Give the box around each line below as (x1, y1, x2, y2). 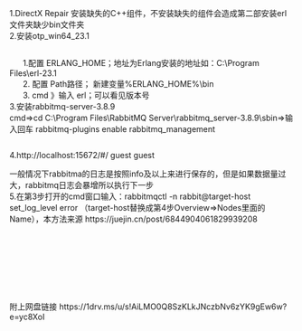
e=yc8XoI (9, 311, 45, 322)
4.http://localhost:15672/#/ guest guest (9, 150, 156, 160)
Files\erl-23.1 (9, 68, 57, 79)
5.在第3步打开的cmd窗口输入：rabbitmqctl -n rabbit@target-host (9, 191, 251, 202)
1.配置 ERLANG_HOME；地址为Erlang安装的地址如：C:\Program (22, 58, 260, 68)
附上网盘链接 (9, 301, 57, 312)
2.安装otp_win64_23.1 (9, 31, 90, 41)
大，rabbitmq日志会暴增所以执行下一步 (9, 180, 155, 190)
